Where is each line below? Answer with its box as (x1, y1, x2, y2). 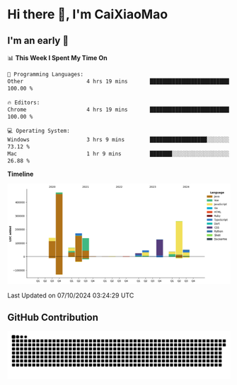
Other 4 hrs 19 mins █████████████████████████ (7, 78, 230, 85)
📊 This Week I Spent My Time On (7, 54, 108, 62)
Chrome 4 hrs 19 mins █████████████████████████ (7, 106, 230, 113)
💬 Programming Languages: (7, 71, 83, 78)
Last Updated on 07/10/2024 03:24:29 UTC (7, 291, 134, 300)
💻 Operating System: (7, 127, 71, 134)
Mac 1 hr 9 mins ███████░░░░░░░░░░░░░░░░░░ (7, 150, 230, 158)
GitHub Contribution (7, 312, 99, 324)
